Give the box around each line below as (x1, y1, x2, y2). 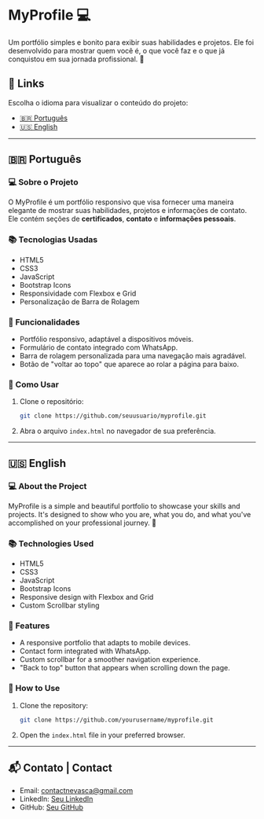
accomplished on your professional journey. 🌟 (8, 518, 157, 527)
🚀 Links (8, 77, 45, 90)
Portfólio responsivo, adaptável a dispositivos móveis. (19, 335, 194, 344)
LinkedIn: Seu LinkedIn (19, 795, 93, 804)
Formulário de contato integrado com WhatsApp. (19, 343, 178, 352)
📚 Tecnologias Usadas (8, 234, 98, 245)
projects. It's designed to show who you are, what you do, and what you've (8, 509, 251, 519)
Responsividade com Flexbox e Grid (19, 288, 137, 298)
